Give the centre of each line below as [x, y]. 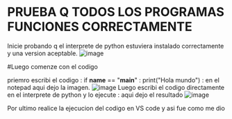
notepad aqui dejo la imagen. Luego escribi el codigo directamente [116, 87]
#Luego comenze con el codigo [53, 66]
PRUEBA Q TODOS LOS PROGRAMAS [116, 12]
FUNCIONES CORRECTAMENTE [100, 27]
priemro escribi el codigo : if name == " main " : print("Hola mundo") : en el [114, 80]
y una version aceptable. [42, 53]
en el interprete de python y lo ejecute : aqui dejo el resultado [95, 95]
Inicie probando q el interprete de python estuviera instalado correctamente [116, 46]
